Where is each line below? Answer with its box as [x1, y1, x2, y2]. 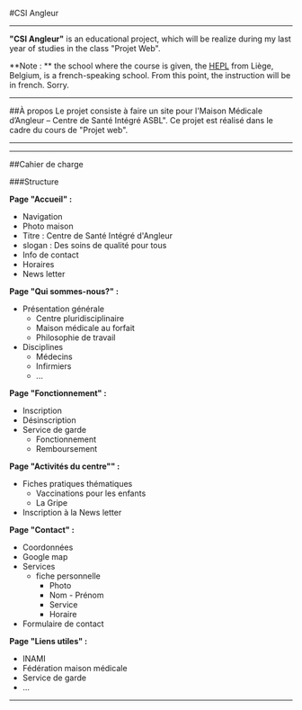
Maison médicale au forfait [35, 323, 135, 333]
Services [22, 562, 56, 571]
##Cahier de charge [9, 159, 84, 169]
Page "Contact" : [9, 525, 75, 535]
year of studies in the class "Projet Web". [9, 43, 161, 53]
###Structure [9, 176, 59, 187]
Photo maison [22, 220, 74, 231]
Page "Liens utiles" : [9, 636, 88, 646]
